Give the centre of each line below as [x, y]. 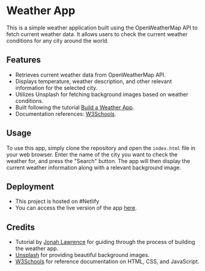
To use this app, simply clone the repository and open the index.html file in [101, 148]
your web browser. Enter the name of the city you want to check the [92, 155]
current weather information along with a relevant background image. [94, 167]
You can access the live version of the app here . [76, 208]
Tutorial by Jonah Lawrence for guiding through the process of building [105, 242]
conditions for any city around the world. [58, 40]
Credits [21, 227]
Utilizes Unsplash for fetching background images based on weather [102, 94]
